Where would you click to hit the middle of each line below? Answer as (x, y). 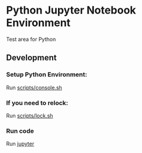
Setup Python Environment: (47, 74)
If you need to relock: (37, 103)
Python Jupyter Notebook (71, 10)
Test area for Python (31, 39)
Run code (20, 131)
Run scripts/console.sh (34, 87)
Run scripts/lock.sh (30, 115)
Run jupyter (20, 144)
